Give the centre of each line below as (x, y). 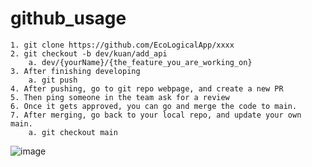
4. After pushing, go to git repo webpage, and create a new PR (147, 88)
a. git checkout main (73, 132)
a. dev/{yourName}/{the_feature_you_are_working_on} (140, 62)
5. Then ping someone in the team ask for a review (120, 97)
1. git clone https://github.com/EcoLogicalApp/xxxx (122, 45)
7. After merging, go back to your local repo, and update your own (156, 115)
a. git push (53, 80)
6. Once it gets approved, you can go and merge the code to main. (154, 106)
